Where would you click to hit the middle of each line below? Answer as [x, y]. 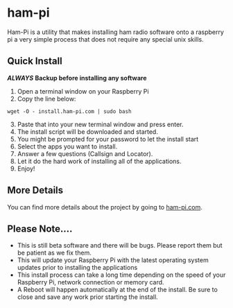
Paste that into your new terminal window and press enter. [100, 124]
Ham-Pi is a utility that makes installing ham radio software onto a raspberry [115, 32]
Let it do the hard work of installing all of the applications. [99, 161]
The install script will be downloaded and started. [87, 131]
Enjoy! [26, 169]
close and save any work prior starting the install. [87, 297]
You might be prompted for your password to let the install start [108, 139]
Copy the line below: [46, 99]
